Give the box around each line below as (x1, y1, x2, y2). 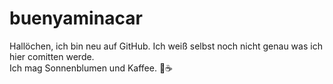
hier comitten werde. (9, 50, 95, 62)
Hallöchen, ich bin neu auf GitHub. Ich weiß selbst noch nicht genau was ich (9, 40, 323, 52)
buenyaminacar (9, 7, 143, 30)
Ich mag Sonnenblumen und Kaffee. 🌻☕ (9, 62, 174, 74)
